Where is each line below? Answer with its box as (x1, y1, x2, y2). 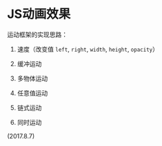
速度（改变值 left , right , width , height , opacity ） (17, 45, 159, 53)
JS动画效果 (7, 6, 71, 22)
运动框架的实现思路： (7, 30, 68, 39)
